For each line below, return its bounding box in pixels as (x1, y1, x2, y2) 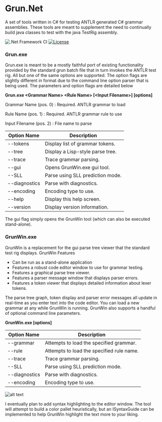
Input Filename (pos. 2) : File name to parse (5, 120, 92, 127)
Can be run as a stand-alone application (12, 259, 93, 265)
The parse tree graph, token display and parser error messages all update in (5, 294, 158, 300)
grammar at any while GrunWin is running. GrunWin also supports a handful (5, 305, 156, 311)
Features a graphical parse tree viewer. (12, 269, 91, 275)
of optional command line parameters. (5, 310, 81, 316)
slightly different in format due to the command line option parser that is (5, 77, 149, 83)
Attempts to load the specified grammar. (45, 339, 137, 346)
